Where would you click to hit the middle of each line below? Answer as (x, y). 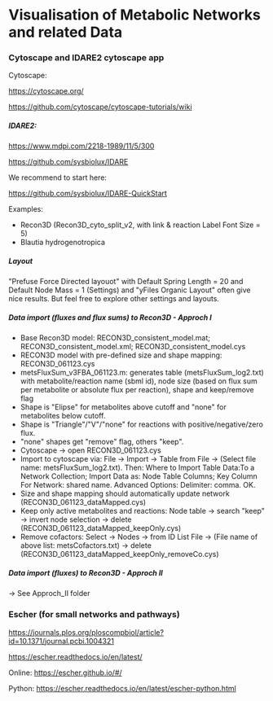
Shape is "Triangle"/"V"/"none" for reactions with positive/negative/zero (141, 424)
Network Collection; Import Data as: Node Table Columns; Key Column (139, 476)
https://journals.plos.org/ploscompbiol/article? (86, 632)
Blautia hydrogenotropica (63, 243)
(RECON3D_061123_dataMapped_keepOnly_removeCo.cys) (119, 554)
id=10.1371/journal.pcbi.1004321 (61, 641)
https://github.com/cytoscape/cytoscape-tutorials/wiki (101, 107)
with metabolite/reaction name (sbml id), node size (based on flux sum (139, 381)
